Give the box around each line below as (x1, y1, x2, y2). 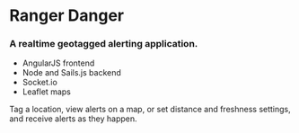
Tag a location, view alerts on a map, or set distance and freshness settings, (9, 104, 292, 115)
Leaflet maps (22, 86, 72, 97)
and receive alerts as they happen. (9, 113, 137, 124)
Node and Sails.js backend (22, 67, 121, 78)
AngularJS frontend (22, 58, 95, 68)
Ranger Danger (9, 5, 125, 26)
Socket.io (22, 77, 58, 88)
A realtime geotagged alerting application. (9, 38, 198, 50)
